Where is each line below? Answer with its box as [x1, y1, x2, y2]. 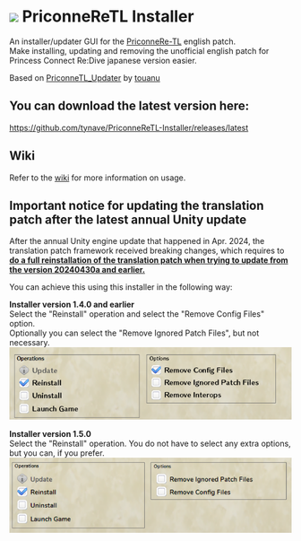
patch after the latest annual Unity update [9, 212, 247, 227]
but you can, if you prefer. [9, 447, 105, 458]
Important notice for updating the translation [9, 197, 264, 213]
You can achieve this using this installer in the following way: [9, 282, 233, 292]
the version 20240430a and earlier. [9, 265, 146, 275]
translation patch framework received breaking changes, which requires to [9, 245, 285, 257]
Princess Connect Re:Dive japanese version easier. [9, 55, 197, 65]
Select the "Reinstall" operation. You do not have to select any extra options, [9, 438, 291, 449]
